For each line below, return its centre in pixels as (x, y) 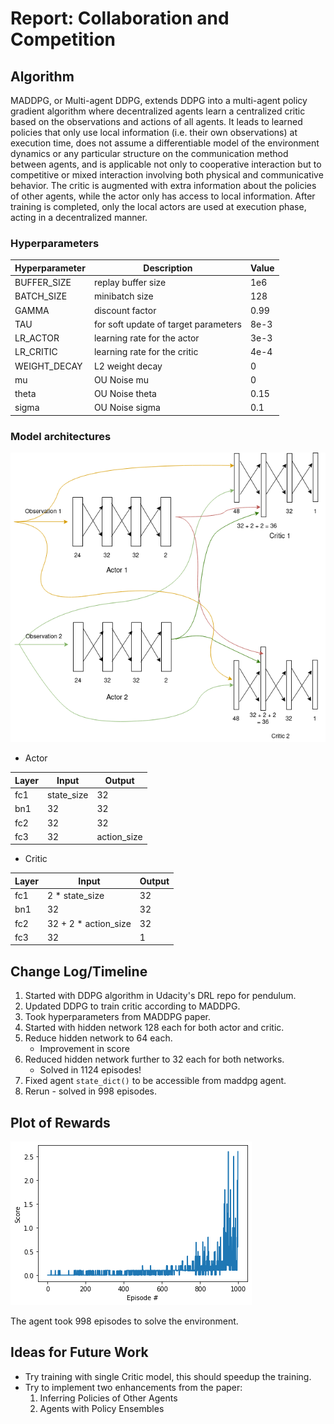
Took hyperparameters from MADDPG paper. (118, 1017)
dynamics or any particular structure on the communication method (149, 153)
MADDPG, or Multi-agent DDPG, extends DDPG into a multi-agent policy (159, 100)
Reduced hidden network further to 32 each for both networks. (154, 1059)
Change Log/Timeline (79, 971)
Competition (63, 39)
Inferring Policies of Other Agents (108, 1398)
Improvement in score (84, 1049)
